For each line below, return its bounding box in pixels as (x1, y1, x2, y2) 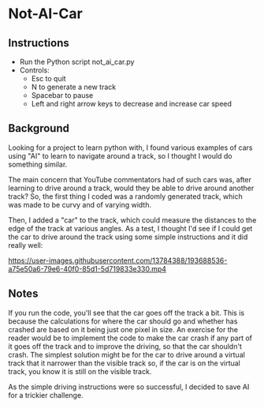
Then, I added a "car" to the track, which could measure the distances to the (8, 215, 257, 225)
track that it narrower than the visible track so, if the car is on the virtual (8, 358, 240, 368)
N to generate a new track (31, 82, 117, 92)
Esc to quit (31, 74, 66, 83)
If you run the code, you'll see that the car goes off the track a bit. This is (8, 308, 245, 317)
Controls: (19, 66, 50, 75)
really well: (8, 240, 43, 249)
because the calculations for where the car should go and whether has (8, 316, 238, 326)
